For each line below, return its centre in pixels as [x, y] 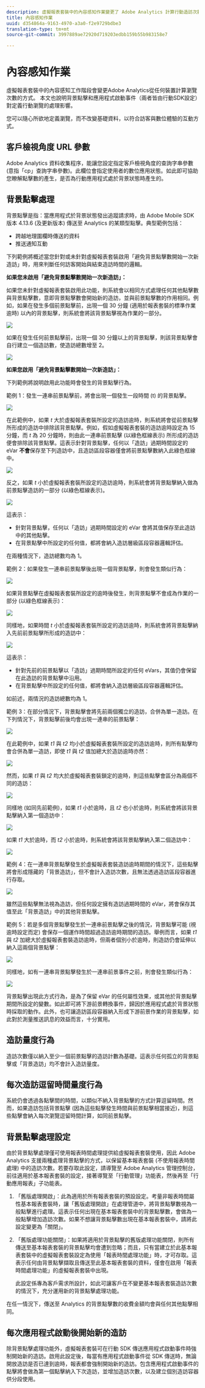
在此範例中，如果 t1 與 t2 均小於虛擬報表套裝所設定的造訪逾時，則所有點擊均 [102, 743]
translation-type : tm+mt [38, 29]
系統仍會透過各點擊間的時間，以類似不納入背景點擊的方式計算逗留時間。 [97, 1100]
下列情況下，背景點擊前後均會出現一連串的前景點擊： [73, 719]
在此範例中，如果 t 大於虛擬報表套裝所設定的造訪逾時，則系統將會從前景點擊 [102, 420]
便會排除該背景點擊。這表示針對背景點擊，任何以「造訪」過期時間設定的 [97, 443]
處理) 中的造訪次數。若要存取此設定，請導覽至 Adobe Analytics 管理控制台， [102, 1168]
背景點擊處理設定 [38, 1137]
